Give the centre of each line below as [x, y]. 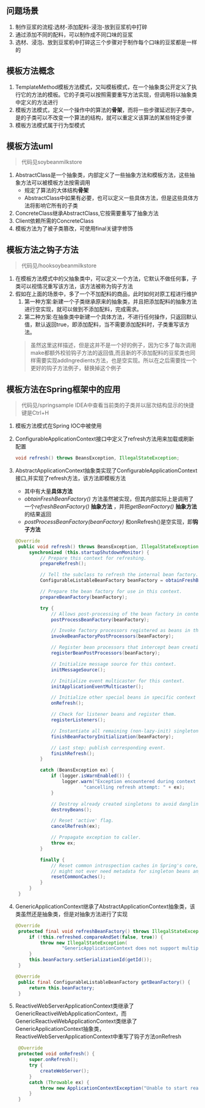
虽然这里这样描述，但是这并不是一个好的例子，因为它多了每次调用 [113, 345]
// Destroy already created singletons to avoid [114, 804]
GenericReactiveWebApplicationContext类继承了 [76, 1021]
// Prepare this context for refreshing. [93, 558]
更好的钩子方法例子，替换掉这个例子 [76, 368]
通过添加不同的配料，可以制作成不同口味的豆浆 [74, 34]
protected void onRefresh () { [56, 1054]
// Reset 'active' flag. [82, 821]
